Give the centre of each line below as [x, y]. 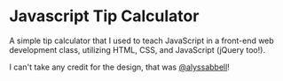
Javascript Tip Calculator [104, 16]
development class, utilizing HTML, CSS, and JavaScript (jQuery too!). [138, 49]
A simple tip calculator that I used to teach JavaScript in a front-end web [142, 40]
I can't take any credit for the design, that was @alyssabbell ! [120, 67]
